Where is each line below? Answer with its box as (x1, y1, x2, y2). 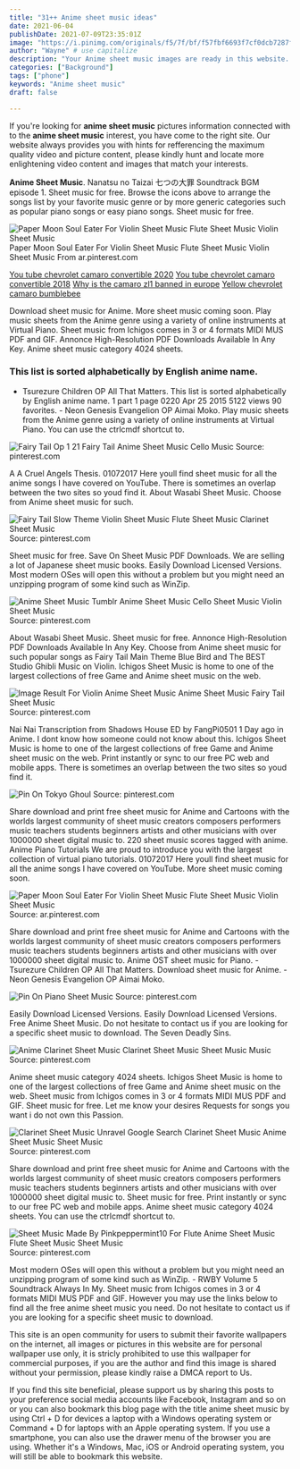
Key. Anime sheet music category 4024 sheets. (9, 343, 184, 354)
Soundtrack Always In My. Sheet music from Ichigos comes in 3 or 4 (9, 1283, 262, 1294)
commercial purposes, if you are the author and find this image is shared (9, 1357, 277, 1368)
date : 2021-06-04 (9, 21, 74, 30)
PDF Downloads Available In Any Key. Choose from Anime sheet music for (9, 641, 281, 653)
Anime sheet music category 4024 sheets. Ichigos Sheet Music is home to (9, 1071, 283, 1082)
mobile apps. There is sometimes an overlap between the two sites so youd (9, 762, 287, 772)
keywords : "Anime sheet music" (9, 80, 126, 89)
